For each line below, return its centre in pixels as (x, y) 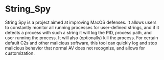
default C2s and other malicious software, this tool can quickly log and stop (81, 43)
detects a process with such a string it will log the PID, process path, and (78, 32)
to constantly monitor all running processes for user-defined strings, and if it (82, 27)
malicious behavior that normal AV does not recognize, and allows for (75, 48)
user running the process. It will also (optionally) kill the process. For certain (82, 38)
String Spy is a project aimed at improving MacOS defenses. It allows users (81, 22)
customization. (20, 53)
